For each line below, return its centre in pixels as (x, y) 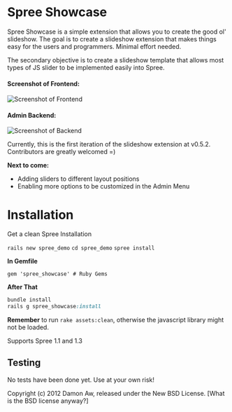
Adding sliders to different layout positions (78, 179)
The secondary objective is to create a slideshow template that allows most (116, 60)
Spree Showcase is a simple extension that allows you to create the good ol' (117, 32)
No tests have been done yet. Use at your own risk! (81, 380)
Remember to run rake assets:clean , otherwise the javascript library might (116, 320)
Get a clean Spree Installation (50, 234)
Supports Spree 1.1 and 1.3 (45, 341)
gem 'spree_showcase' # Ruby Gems (58, 274)
